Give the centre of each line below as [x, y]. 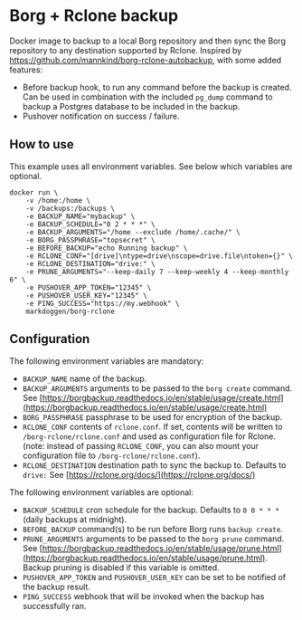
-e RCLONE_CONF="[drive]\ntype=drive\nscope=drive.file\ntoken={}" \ [160, 256]
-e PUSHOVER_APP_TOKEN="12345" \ [89, 287]
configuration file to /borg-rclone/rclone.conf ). [111, 455]
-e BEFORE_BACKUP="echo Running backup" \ [107, 248]
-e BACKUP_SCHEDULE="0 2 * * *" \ [90, 224]
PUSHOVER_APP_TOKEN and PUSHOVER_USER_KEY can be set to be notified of [154, 577]
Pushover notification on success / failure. [101, 116]
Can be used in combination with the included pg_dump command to [147, 97]
